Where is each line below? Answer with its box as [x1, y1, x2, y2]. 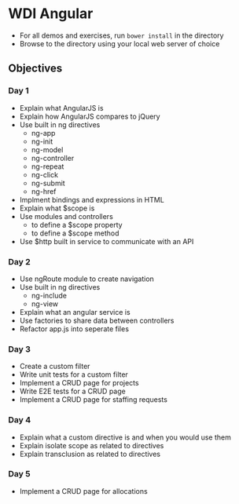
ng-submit [31, 178, 65, 188]
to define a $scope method [31, 228, 119, 238]
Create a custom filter [19, 362, 90, 371]
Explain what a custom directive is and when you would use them [19, 433, 232, 442]
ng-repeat [31, 162, 64, 171]
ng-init [31, 137, 53, 146]
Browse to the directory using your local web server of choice [19, 38, 220, 48]
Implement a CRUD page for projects [19, 378, 139, 388]
